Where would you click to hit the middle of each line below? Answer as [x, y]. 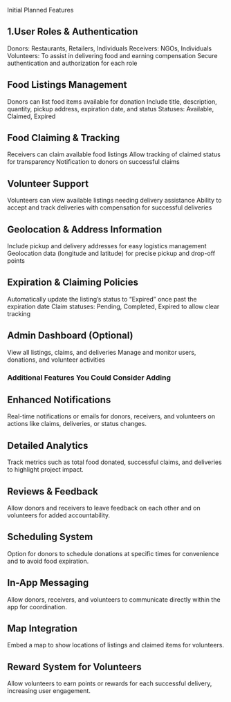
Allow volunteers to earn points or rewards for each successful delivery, [110, 683]
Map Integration [42, 629]
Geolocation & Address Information [85, 229]
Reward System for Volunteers [74, 667]
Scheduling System [50, 537]
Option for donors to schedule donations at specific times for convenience [113, 553]
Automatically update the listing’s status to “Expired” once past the [102, 299]
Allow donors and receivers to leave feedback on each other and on [104, 508]
